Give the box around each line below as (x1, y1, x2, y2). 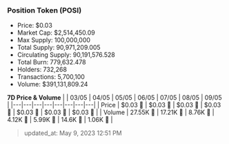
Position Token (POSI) (7, 6, 82, 15)
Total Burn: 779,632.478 (17, 58, 86, 66)
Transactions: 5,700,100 (17, 73, 85, 81)
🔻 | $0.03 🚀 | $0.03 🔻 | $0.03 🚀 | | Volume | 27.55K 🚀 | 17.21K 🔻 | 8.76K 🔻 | (7, 108, 215, 116)
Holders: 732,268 (17, 65, 68, 74)
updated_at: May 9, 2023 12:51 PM (23, 129, 122, 137)
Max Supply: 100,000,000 (17, 36, 91, 44)
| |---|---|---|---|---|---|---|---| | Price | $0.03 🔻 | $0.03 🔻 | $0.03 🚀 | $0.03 (7, 101, 221, 109)
